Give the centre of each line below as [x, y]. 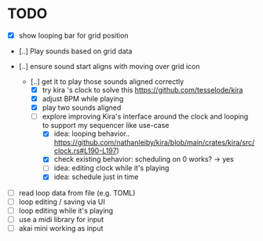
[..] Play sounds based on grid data [75, 51]
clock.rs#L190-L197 [85, 151]
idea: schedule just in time [96, 177]
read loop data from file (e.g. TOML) [77, 192]
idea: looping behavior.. [92, 133]
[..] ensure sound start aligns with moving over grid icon [109, 66]
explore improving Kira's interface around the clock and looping [145, 117]
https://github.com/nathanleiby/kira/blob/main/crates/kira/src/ [154, 143]
